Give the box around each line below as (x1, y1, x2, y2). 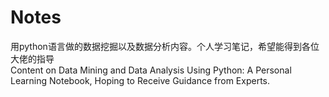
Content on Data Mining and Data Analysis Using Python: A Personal (10, 64, 292, 76)
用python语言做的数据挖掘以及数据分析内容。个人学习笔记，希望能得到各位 (10, 40, 320, 52)
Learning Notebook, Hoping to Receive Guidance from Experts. (10, 74, 271, 86)
